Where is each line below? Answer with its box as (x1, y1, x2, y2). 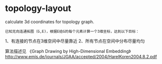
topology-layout (5, 3, 71, 14)
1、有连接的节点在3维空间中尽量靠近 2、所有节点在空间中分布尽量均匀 (5, 38, 145, 44)
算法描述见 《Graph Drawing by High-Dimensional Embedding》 (5, 48, 131, 54)
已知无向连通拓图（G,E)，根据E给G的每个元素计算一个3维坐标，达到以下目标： (5, 29, 140, 34)
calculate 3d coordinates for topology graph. (5, 19, 95, 25)
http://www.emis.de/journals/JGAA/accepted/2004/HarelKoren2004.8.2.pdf (5, 53, 157, 59)
